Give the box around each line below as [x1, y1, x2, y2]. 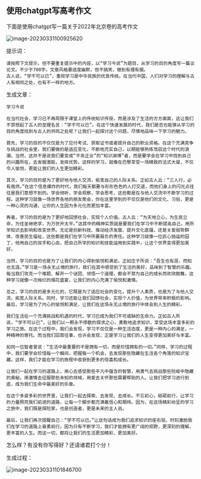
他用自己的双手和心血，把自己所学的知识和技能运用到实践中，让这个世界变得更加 [14, 240, 185, 246]
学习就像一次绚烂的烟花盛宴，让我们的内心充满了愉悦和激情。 [10, 277, 140, 283]
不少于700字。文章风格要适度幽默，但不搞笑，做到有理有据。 [19, 67, 149, 73]
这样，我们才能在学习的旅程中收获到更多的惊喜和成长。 [14, 356, 131, 362]
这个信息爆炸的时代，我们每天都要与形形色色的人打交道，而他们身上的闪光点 [29, 183, 190, 189]
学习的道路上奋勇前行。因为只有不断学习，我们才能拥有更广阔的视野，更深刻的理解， [14, 423, 194, 430]
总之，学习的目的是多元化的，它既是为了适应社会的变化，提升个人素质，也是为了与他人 [6, 288, 190, 294]
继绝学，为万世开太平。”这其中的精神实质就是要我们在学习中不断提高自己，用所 [28, 221, 194, 227]
